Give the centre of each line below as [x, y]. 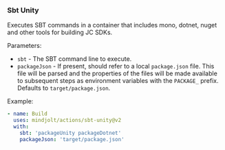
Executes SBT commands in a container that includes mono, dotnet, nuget [112, 25]
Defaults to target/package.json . [64, 88]
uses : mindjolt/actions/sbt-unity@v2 [67, 121]
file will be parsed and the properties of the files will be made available [117, 73]
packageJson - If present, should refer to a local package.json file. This [116, 66]
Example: [20, 101]
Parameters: [24, 46]
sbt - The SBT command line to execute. [74, 59]
